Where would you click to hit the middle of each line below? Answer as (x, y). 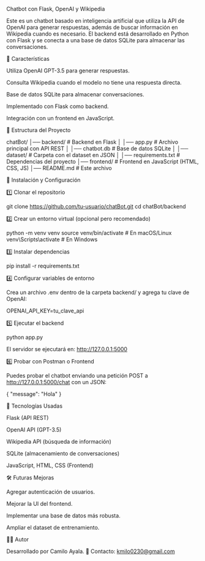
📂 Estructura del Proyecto (39, 130)
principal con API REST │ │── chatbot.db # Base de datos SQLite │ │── (97, 149)
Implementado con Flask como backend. (58, 106)
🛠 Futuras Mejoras (30, 478)
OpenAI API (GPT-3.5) (34, 430)
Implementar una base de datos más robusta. (63, 516)
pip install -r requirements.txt (43, 266)
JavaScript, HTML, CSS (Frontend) (50, 465)
